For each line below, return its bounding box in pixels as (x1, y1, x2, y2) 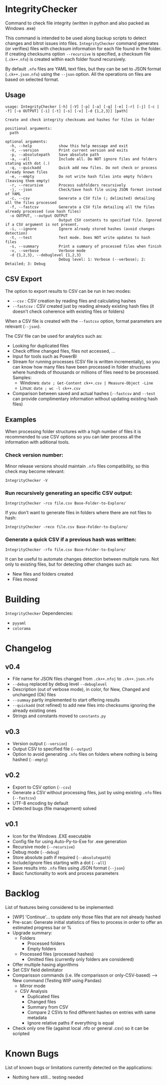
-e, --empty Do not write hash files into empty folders (9, 174, 153, 179)
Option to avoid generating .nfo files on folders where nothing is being (12, 751, 158, 757)
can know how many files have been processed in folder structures (12, 364, 151, 370)
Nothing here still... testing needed (12, 1074, 84, 1080)
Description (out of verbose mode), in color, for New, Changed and (12, 686, 150, 692)
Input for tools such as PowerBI (12, 353, 77, 359)
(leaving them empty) (5, 178, 50, 183)
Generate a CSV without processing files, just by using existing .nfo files (12, 789, 162, 795)
